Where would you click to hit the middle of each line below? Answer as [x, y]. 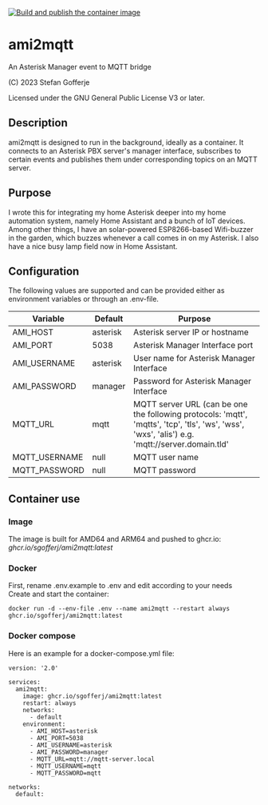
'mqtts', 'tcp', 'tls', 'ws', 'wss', [189, 424]
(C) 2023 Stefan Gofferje [49, 82]
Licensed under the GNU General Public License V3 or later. [106, 98]
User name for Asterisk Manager [194, 358]
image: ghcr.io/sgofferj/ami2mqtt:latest [92, 696]
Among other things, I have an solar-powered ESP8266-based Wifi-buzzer [131, 229]
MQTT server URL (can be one [191, 404]
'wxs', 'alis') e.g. [164, 435]
